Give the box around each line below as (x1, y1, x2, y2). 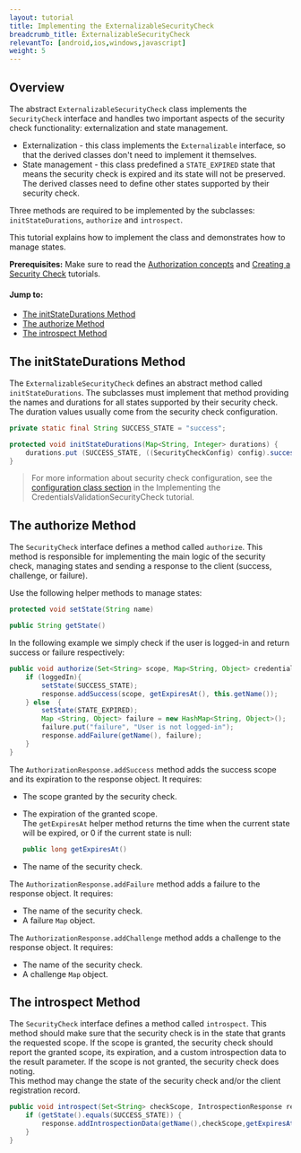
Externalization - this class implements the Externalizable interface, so (21, 140, 287, 151)
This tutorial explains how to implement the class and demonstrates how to (9, 231, 286, 242)
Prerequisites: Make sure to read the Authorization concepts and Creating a (9, 258, 291, 269)
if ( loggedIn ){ (25, 672, 82, 682)
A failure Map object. (21, 914, 96, 925)
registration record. (9, 1085, 81, 1096)
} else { (25, 697, 63, 707)
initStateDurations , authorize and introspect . (9, 214, 184, 225)
